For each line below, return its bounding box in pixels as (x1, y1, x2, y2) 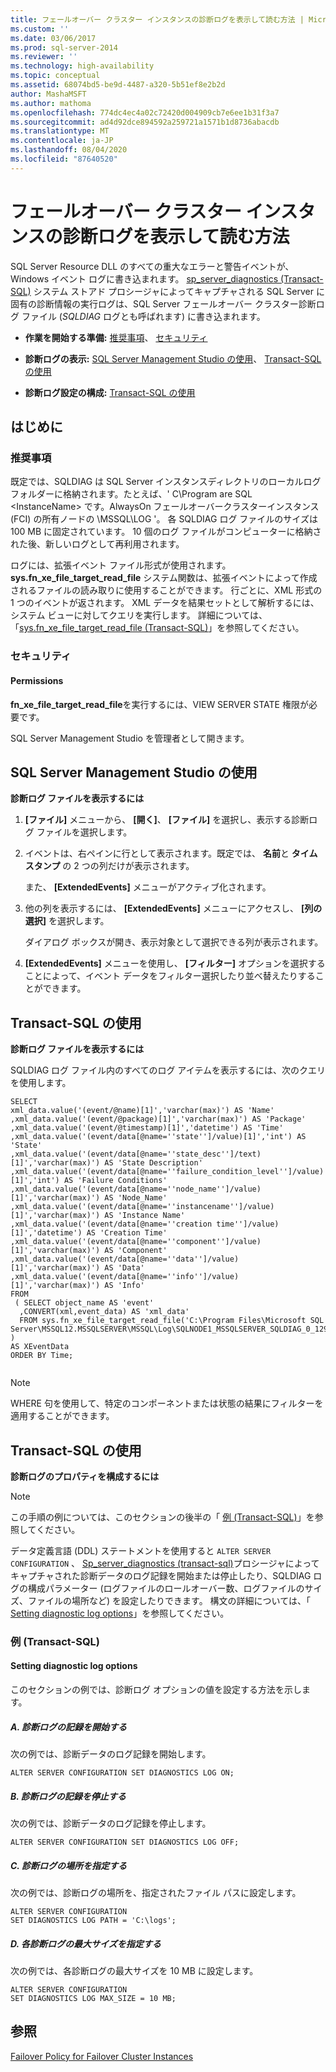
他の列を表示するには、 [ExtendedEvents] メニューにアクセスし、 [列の (24, 902, 323, 915)
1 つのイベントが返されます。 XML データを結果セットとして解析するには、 (10, 597, 320, 609)
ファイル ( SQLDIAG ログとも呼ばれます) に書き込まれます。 (21, 310, 266, 322)
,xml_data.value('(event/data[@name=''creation (10, 1219, 213, 1230)
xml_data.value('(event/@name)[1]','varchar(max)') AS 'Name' (10, 1106, 275, 1116)
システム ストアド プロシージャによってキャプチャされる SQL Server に (33, 285, 325, 297)
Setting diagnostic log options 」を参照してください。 (10, 1607, 230, 1619)
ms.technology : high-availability (10, 61, 155, 71)
